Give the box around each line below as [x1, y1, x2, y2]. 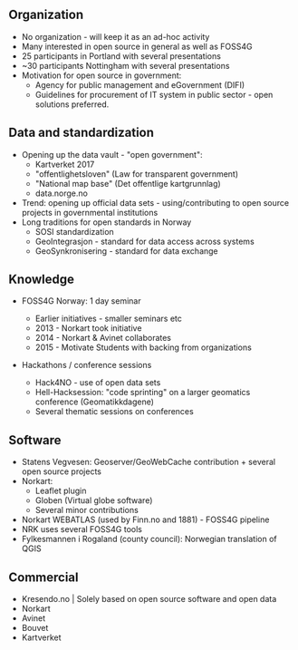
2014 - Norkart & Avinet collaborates [34, 333, 172, 344]
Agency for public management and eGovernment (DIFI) [34, 79, 245, 90]
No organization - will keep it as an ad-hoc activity [21, 31, 210, 42]
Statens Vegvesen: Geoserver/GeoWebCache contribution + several [21, 457, 276, 468]
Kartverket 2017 [34, 159, 95, 170]
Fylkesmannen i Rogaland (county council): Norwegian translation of [21, 534, 277, 545]
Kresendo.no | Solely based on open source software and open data [21, 594, 277, 605]
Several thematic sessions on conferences [34, 406, 194, 417]
